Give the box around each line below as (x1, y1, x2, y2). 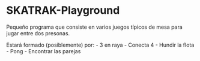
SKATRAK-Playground (6, 4, 120, 17)
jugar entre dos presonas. (6, 29, 70, 36)
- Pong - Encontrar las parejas (6, 47, 81, 54)
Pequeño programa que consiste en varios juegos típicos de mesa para (6, 23, 183, 30)
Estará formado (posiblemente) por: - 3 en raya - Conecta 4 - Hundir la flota (6, 41, 195, 48)
